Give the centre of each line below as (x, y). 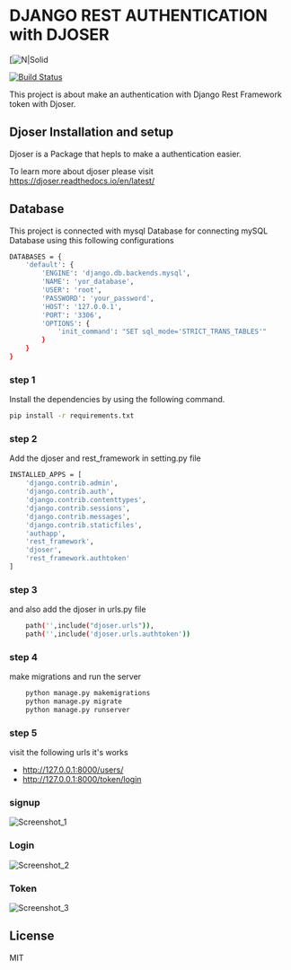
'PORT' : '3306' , (72, 315)
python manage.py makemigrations (88, 693)
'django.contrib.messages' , (78, 516)
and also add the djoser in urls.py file (78, 609)
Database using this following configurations (92, 240)
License (32, 936)
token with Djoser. (43, 103)
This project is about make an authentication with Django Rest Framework (146, 94)
